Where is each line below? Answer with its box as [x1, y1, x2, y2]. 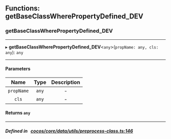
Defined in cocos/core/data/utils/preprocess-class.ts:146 [5, 128, 133, 134]
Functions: [5, 4, 40, 13]
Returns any [5, 110, 31, 116]
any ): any [5, 49, 24, 55]
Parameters [5, 66, 31, 72]
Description [51, 79, 80, 86]
